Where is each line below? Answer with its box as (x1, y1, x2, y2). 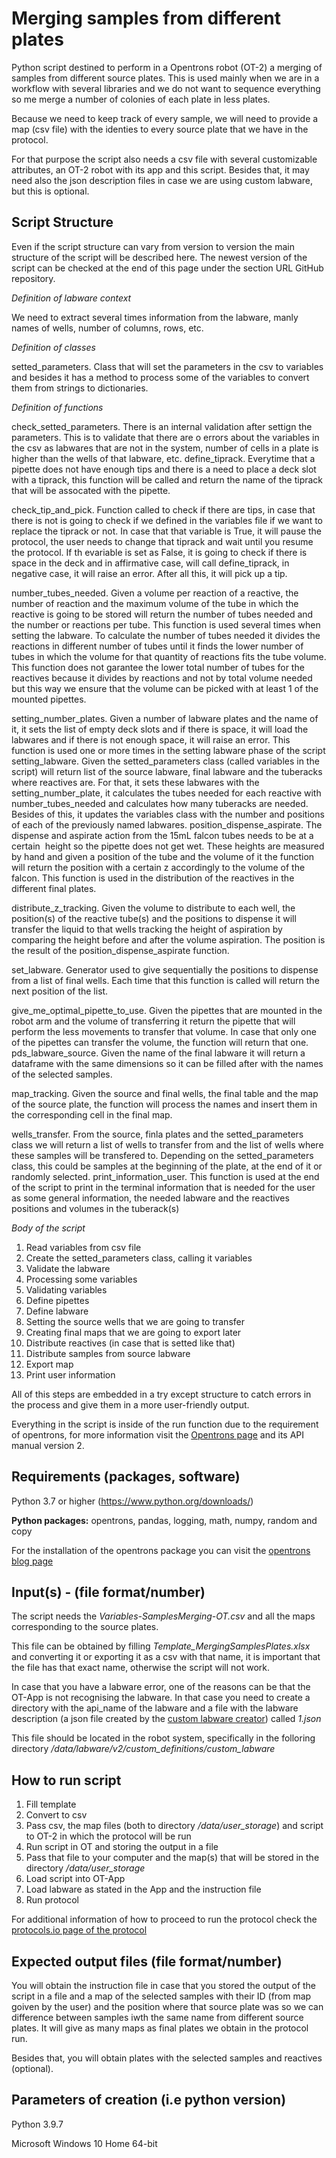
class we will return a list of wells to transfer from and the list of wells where (11, 1138, 324, 1151)
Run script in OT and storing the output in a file (25, 1841, 219, 1853)
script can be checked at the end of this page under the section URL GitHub (11, 262, 324, 274)
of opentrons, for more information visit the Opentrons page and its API (11, 1428, 305, 1441)
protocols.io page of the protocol (11, 1924, 148, 1936)
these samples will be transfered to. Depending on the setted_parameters (11, 1149, 314, 1161)
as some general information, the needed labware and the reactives (11, 1192, 290, 1204)
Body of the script (11, 1222, 86, 1234)
